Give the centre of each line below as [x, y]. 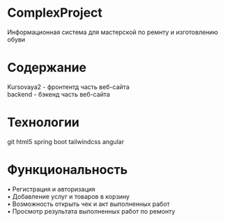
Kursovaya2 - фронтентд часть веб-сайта [69, 87]
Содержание [47, 68]
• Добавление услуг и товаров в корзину [69, 196]
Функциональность [68, 170]
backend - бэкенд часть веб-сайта [59, 94]
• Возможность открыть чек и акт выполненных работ [89, 204]
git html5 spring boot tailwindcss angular [65, 141]
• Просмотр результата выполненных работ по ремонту [91, 211]
